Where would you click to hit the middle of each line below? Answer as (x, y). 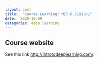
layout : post (18, 9)
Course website (30, 42)
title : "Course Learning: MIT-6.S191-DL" (49, 14)
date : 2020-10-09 (24, 18)
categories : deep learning (32, 23)
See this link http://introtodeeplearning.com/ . (50, 54)
